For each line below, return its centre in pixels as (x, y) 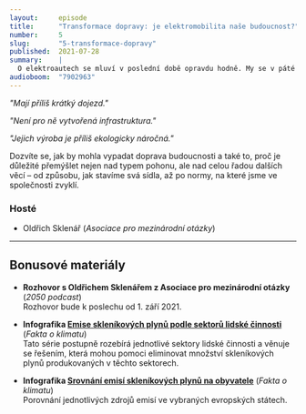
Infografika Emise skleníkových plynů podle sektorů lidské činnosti (152, 324)
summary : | (36, 60)
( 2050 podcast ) (52, 297)
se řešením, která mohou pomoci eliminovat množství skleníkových (148, 353)
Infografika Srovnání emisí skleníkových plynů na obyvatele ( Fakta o (155, 380)
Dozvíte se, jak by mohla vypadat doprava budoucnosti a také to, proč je (145, 156)
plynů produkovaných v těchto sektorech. (101, 363)
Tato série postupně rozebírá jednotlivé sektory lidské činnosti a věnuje (156, 343)
